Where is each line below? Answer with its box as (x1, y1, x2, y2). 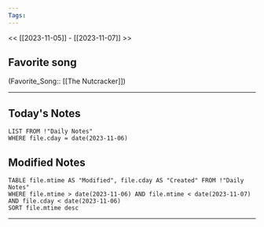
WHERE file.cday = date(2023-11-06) (8, 134, 128, 142)
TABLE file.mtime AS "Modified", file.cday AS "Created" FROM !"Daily (8, 177, 244, 185)
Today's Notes (8, 107, 81, 120)
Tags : (8, 11, 26, 20)
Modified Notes (8, 156, 86, 169)
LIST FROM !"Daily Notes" (8, 127, 93, 136)
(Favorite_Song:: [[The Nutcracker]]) (8, 76, 126, 86)
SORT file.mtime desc (8, 204, 79, 212)
